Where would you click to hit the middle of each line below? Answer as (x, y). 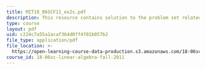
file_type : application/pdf (42, 40)
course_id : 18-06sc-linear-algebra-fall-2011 (65, 57)
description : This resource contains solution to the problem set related (104, 18)
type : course (23, 23)
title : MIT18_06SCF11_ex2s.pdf (46, 12)
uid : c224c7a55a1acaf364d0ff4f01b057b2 (57, 35)
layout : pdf (21, 29)
